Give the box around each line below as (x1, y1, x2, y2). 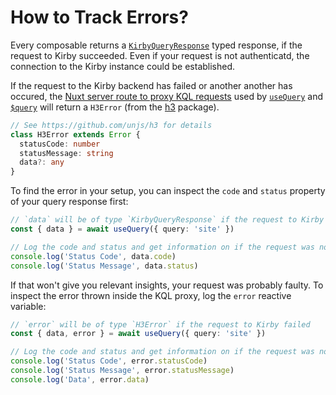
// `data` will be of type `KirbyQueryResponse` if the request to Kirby (10, 215, 325, 225)
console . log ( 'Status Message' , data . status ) (10, 261, 199, 271)
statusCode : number (19, 139, 101, 149)
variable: (10, 300, 47, 312)
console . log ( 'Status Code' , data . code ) (10, 251, 177, 261)
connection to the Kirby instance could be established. (10, 60, 236, 72)
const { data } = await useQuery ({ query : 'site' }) (10, 224, 235, 235)
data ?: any (19, 157, 65, 168)
